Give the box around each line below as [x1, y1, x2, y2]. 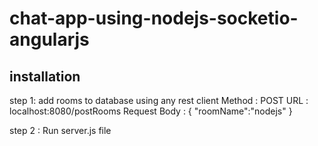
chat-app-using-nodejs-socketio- [9, 7, 299, 30]
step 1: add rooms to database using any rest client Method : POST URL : [9, 95, 309, 106]
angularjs [9, 28, 90, 51]
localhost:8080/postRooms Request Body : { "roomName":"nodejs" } [9, 105, 293, 117]
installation [9, 68, 81, 85]
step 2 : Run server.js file [9, 125, 112, 136]
